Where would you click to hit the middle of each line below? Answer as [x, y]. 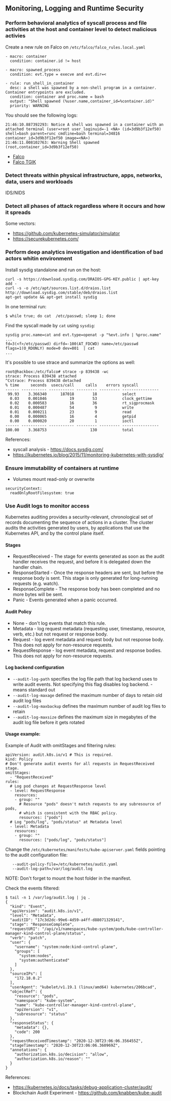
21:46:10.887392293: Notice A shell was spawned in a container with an [84, 124]
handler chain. [28, 567]
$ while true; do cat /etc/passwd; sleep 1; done [60, 316]
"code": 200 [27, 1032]
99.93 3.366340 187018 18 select [72, 394]
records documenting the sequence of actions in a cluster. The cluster [79, 522]
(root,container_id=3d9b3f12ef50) [42, 147]
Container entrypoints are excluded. [46, 92]
